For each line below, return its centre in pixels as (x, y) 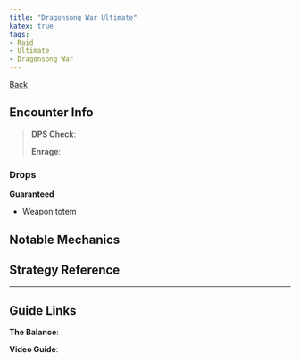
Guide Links (43, 311)
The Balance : (34, 333)
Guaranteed (32, 194)
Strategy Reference (65, 269)
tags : (19, 34)
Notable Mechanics (65, 239)
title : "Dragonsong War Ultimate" (74, 17)
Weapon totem (49, 212)
